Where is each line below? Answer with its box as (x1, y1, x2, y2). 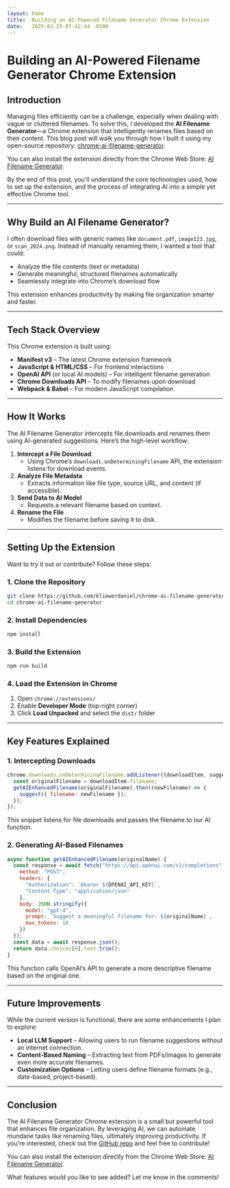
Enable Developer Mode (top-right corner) (16, 701, 138, 710)
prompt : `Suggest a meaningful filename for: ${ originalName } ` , (25, 913, 213, 920)
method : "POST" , (19, 869, 66, 876)
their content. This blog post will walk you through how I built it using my (7, 135, 212, 143)
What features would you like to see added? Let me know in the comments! (7, 1173, 219, 1181)
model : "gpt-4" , (25, 907, 72, 913)
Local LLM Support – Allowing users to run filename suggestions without (16, 1036, 223, 1045)
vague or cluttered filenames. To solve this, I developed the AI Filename (7, 119, 210, 128)
